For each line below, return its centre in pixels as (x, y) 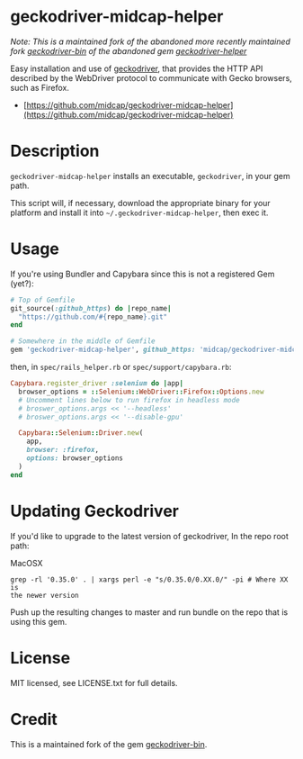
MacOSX (27, 563)
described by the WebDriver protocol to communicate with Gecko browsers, (151, 77)
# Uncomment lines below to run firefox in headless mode (129, 400)
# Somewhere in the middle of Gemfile (83, 341)
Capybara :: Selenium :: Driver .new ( (81, 433)
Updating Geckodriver (94, 511)
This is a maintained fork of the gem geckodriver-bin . (109, 744)
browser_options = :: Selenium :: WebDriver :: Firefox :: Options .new (141, 392)
